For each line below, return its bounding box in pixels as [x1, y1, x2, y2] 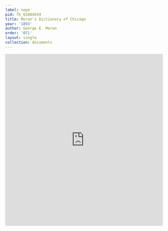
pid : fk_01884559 [5, 12, 41, 17]
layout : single [5, 35, 37, 40]
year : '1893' [5, 21, 32, 26]
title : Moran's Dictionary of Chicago [5, 16, 86, 21]
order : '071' [5, 30, 32, 35]
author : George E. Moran [5, 26, 57, 31]
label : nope [5, 7, 30, 12]
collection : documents [5, 40, 52, 45]
